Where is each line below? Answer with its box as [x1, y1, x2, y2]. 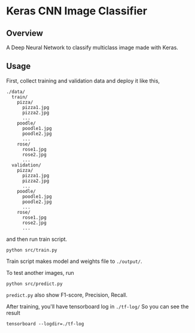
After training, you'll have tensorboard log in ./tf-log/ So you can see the [6, 302, 189, 310]
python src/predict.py [6, 280, 63, 287]
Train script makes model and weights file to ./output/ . [6, 258, 142, 265]
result [6, 309, 21, 316]
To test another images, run [6, 269, 74, 276]
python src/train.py [6, 247, 58, 253]
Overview [6, 28, 44, 38]
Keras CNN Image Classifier [6, 4, 148, 18]
